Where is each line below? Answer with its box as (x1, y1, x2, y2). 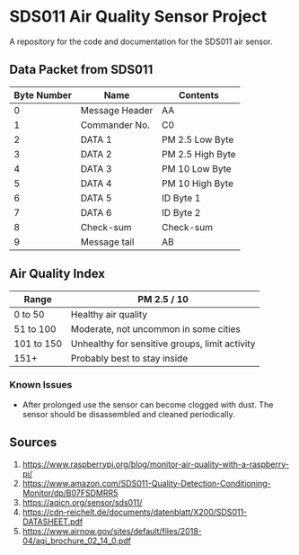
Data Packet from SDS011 (9, 62, 154, 77)
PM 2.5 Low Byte (161, 133, 234, 146)
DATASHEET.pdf (22, 515, 84, 527)
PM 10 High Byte (161, 177, 233, 190)
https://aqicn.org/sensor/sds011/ (22, 497, 143, 507)
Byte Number (13, 88, 72, 101)
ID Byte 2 (161, 206, 201, 219)
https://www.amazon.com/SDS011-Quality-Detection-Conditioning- (22, 478, 271, 488)
